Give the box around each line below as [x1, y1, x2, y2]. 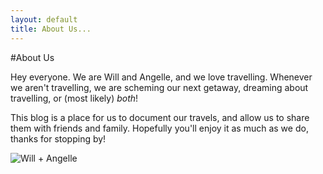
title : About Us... [10, 24, 92, 34]
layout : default [10, 14, 78, 25]
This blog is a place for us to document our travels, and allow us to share [10, 111, 310, 123]
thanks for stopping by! [10, 132, 107, 145]
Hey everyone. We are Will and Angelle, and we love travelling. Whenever [10, 71, 313, 83]
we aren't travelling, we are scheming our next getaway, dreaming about [10, 81, 309, 93]
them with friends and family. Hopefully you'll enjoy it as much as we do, [10, 122, 309, 134]
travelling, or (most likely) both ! [10, 92, 139, 104]
